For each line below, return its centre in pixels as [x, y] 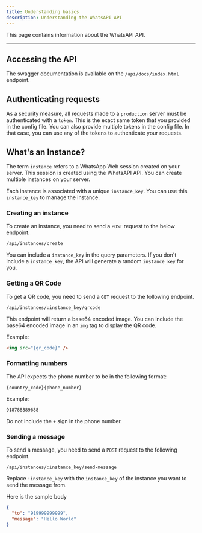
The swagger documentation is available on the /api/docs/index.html [93, 74]
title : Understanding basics [43, 12]
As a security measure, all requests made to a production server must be [96, 114]
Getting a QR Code [34, 283]
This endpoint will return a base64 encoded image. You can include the [95, 319]
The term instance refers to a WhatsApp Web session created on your [93, 166]
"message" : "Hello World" [44, 519]
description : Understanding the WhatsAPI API [64, 18]
